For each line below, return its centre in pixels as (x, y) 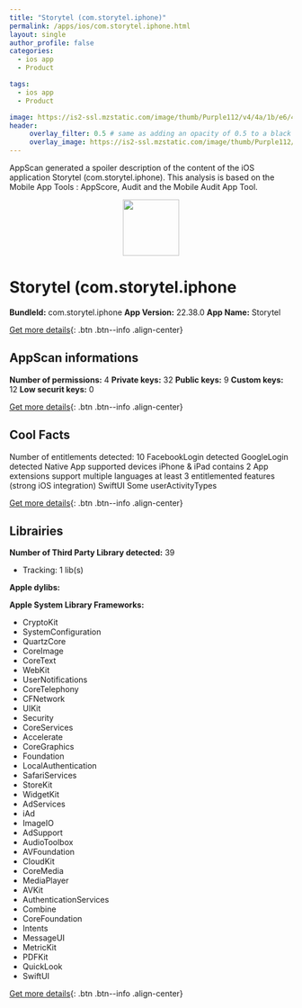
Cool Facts (40, 435)
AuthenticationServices (66, 900)
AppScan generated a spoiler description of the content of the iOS (132, 168)
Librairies (36, 531)
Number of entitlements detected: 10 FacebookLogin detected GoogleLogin (149, 456)
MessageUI (44, 938)
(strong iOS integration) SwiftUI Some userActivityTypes (113, 485)
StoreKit (37, 785)
